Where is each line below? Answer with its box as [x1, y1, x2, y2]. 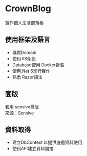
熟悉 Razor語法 [12, 74, 43, 80]
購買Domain [12, 50, 37, 55]
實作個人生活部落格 [5, 20, 44, 26]
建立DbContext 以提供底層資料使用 [12, 139, 83, 145]
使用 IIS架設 [12, 55, 36, 61]
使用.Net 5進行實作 [12, 68, 50, 74]
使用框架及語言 [5, 35, 50, 44]
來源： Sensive [5, 110, 34, 116]
